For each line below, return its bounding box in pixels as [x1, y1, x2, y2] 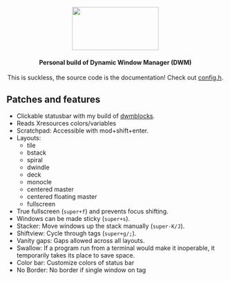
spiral [26, 156, 43, 164]
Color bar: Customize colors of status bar [16, 259, 135, 267]
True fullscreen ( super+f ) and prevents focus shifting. [16, 207, 169, 215]
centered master [26, 185, 74, 193]
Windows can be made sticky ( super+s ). [16, 215, 131, 223]
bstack [26, 148, 46, 157]
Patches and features [6, 93, 101, 105]
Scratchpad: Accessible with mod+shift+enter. [16, 126, 149, 135]
